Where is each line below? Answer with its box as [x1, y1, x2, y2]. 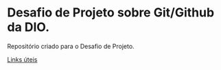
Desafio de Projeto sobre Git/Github [7, 5, 215, 21]
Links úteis [7, 55, 38, 63]
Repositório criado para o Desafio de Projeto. [7, 42, 135, 50]
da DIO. [7, 19, 50, 35]
